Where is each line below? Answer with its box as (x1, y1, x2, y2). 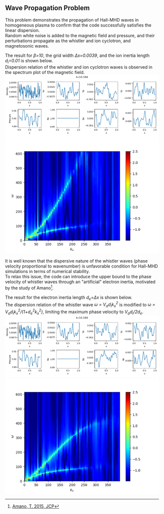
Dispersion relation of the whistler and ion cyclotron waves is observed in (5, 64, 153, 70)
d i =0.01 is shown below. (5, 57, 53, 65)
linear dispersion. (5, 27, 40, 33)
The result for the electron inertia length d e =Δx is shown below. (5, 294, 133, 301)
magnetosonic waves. (5, 43, 49, 49)
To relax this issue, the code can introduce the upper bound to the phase (5, 274, 152, 280)
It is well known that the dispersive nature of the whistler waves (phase (5, 258, 148, 264)
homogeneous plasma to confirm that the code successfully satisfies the (5, 22, 152, 28)
